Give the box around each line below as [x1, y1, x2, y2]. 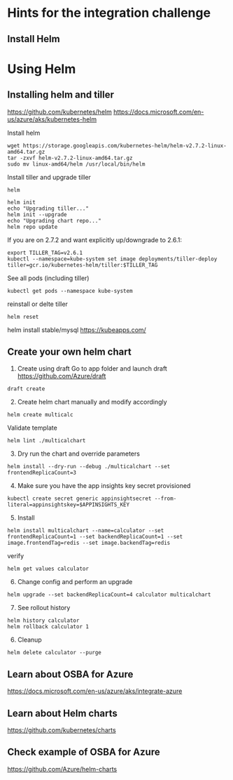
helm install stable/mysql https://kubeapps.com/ [7, 325, 147, 334]
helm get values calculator [7, 565, 90, 573]
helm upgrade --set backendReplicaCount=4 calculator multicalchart [7, 591, 211, 598]
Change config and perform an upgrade [17, 578, 133, 586]
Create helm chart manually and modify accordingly [17, 398, 167, 406]
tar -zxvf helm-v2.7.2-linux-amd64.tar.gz [7, 154, 133, 161]
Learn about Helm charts [7, 707, 118, 719]
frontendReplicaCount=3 [7, 469, 77, 477]
